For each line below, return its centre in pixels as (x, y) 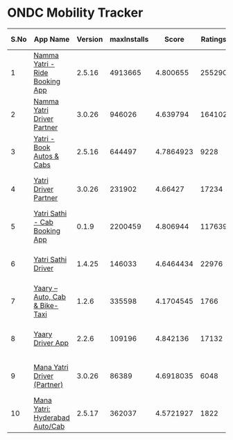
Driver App (51, 343)
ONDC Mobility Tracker (75, 13)
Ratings (214, 39)
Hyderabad (52, 417)
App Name (52, 39)
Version (90, 39)
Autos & (46, 156)
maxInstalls (129, 39)
